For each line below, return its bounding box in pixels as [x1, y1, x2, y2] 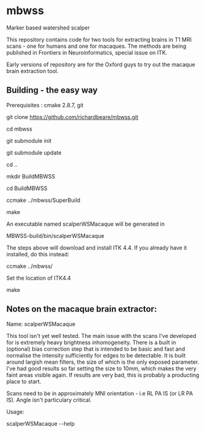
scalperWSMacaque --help [6, 420, 75, 427]
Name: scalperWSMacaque [6, 320, 75, 328]
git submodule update [6, 148, 62, 156]
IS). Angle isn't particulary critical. [6, 396, 92, 404]
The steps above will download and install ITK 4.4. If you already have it [6, 243, 187, 251]
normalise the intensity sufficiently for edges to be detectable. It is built [6, 351, 186, 359]
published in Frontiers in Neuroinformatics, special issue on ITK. [6, 48, 168, 56]
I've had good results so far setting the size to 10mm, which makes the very [6, 364, 197, 372]
